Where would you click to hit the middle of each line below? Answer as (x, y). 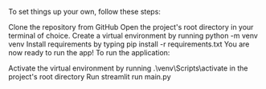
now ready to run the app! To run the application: (89, 53)
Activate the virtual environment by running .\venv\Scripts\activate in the (128, 68)
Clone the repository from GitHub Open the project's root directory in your (131, 27)
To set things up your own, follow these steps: (84, 12)
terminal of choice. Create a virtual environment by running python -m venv (133, 36)
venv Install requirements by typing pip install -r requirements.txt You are (129, 44)
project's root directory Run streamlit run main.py (90, 77)
